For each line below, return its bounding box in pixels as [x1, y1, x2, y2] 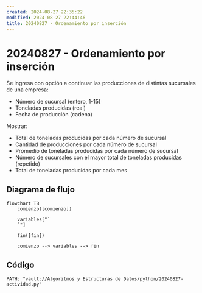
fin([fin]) [17, 233, 45, 239]
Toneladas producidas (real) [15, 104, 86, 111]
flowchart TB [6, 200, 40, 207]
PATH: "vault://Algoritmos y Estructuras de [6, 275, 121, 282]
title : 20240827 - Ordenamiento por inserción [6, 20, 127, 26]
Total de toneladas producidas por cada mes [15, 167, 128, 174]
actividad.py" [6, 281, 43, 287]
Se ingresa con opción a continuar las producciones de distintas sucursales [6, 80, 196, 87]
